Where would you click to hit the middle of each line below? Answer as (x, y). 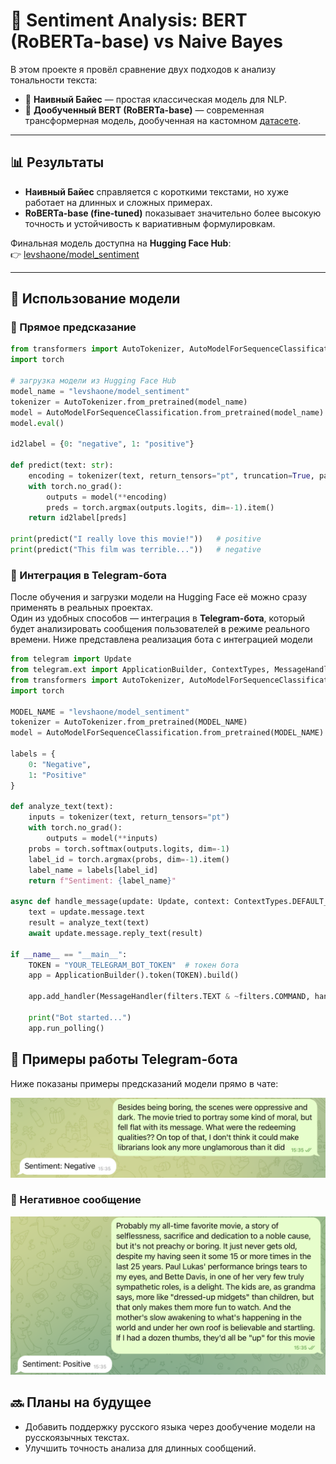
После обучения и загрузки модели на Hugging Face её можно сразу (159, 597)
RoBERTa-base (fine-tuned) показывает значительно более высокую (173, 213)
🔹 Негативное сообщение (76, 1200)
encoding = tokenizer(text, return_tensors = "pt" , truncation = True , (171, 475)
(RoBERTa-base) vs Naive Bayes (146, 41)
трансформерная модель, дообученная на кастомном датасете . (163, 120)
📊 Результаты (57, 162)
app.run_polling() (66, 1028)
